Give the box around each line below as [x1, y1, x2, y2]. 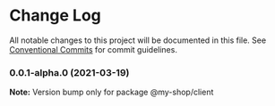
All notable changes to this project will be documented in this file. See [9, 35, 267, 45]
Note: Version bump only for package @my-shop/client [9, 86, 214, 98]
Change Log [9, 5, 101, 26]
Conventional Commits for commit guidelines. [9, 44, 177, 54]
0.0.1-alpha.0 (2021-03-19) [9, 66, 130, 78]
